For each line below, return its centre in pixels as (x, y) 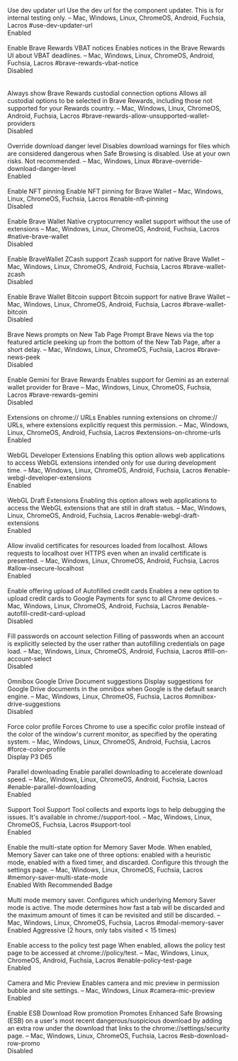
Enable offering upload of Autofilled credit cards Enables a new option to (113, 591)
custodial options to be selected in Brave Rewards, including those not (110, 101)
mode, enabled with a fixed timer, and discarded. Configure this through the (118, 862)
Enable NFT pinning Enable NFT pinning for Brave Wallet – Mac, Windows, (115, 191)
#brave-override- (177, 161)
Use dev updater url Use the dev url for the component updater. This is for (116, 10)
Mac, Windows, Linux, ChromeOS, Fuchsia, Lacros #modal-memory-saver (116, 923)
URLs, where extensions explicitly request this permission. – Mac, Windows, (118, 425)
